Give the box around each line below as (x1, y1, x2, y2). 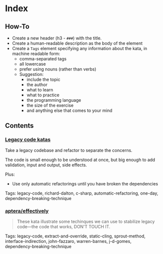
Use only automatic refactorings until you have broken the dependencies (12, 181, 158, 186)
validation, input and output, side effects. (5, 162, 87, 168)
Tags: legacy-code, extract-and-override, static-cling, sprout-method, (5, 233, 146, 239)
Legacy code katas (5, 136, 51, 143)
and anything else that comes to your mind (26, 108, 113, 113)
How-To (5, 22, 30, 31)
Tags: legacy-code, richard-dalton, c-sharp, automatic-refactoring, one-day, (5, 190, 159, 196)
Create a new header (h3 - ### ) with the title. (12, 35, 102, 41)
